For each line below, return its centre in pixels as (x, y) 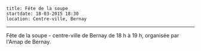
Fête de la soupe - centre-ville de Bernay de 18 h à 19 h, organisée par (93, 35)
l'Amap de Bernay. (29, 42)
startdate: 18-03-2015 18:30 (42, 14)
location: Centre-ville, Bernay (46, 19)
